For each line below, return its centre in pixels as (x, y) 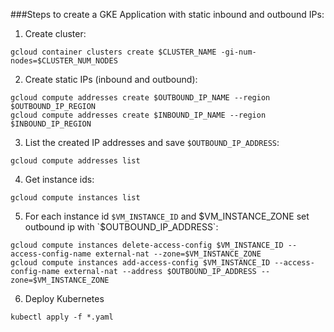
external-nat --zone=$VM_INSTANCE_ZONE (178, 254)
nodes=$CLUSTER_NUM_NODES (64, 61)
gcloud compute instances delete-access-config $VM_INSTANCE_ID (147, 245)
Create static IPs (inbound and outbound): (111, 79)
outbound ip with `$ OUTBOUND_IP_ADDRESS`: (121, 227)
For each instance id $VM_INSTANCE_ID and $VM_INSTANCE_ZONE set (167, 216)
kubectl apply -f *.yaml (62, 317)
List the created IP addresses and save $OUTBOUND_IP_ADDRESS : (152, 142)
